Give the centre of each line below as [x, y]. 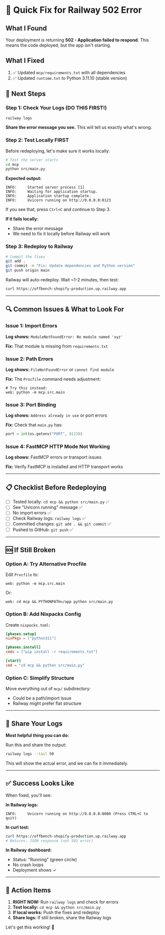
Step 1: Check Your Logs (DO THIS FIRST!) [56, 108]
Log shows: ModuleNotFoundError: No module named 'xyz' [64, 336]
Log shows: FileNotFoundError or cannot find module [60, 369]
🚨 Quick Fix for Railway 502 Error [74, 10]
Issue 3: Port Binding [31, 404]
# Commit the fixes [25, 257]
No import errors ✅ [32, 513]
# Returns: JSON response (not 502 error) [49, 841]
